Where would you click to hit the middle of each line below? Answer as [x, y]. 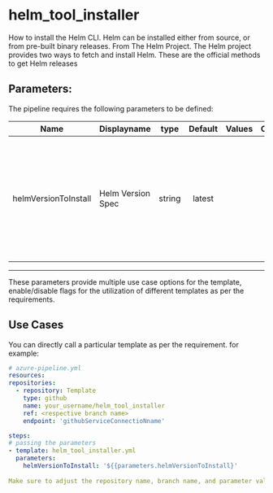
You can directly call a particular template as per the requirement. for [124, 344]
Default [203, 129]
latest [203, 199]
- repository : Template [56, 391]
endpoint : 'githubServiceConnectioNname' [94, 421]
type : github [45, 399]
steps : [19, 436]
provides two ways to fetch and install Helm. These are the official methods [134, 55]
